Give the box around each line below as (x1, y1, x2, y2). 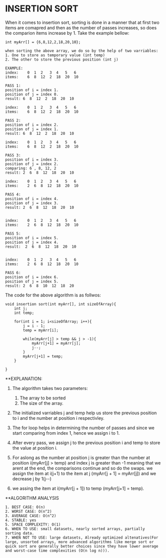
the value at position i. (12, 445, 58, 451)
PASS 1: (5, 83, 21, 88)
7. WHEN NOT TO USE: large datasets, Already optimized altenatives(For (5, 535, 159, 540)
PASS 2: (5, 118, 21, 123)
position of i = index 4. (5, 196, 58, 201)
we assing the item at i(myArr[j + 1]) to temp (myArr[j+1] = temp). (12, 485, 145, 491)
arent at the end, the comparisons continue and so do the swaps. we (12, 465, 153, 471)
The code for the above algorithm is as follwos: (5, 292, 102, 298)
